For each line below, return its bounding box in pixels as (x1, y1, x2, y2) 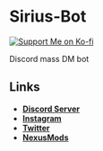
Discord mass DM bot (9, 53, 90, 64)
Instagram (21, 112, 62, 123)
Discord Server (21, 103, 81, 114)
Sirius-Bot (9, 6, 87, 27)
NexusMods (21, 132, 69, 143)
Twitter (21, 122, 50, 133)
